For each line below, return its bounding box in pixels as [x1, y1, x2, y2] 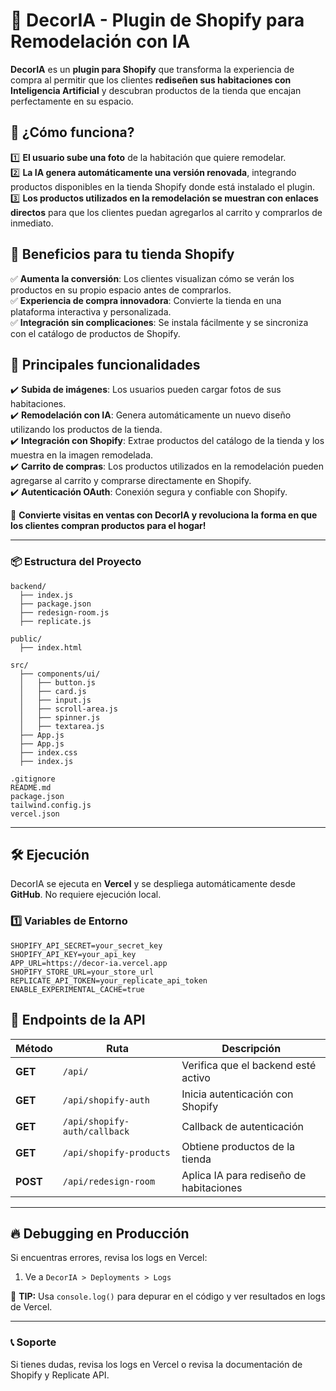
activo [181, 1070, 211, 1084]
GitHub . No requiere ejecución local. [10, 889, 162, 901]
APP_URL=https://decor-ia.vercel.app [10, 958, 168, 968]
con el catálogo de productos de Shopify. [10, 327, 181, 339]
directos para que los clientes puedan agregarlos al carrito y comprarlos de [10, 206, 323, 218]
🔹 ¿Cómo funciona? [10, 124, 135, 141]
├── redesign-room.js [19, 607, 110, 618]
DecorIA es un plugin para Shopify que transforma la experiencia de [10, 63, 295, 75]
